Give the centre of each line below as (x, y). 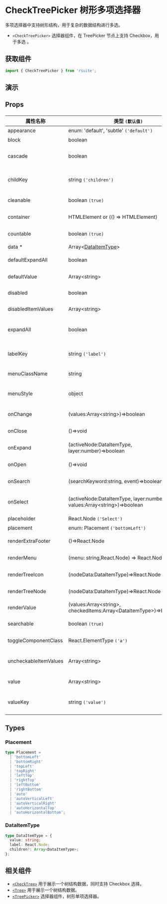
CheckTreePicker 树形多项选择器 (73, 10)
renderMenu (22, 558)
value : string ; (25, 840)
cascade (18, 156)
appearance (22, 131)
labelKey (18, 354)
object (76, 394)
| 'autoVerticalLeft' (32, 799)
